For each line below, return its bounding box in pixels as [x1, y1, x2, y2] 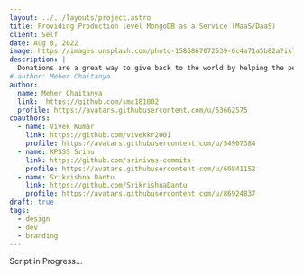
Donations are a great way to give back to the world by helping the [17, 64, 284, 73]
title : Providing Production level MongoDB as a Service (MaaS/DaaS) [9, 22, 277, 31]
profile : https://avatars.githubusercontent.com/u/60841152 [25, 164, 256, 173]
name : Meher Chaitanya [17, 88, 103, 97]
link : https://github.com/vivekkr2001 [25, 131, 171, 140]
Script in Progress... [9, 256, 83, 267]
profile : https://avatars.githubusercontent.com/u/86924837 [25, 189, 256, 198]
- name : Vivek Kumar [17, 123, 95, 132]
